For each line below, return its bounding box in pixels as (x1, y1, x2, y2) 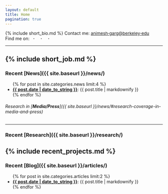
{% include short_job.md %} (5, 54, 96, 63)
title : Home (5, 12, 30, 17)
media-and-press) (5, 108, 43, 114)
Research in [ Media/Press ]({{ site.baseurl (5, 103, 92, 109)
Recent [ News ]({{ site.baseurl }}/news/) (5, 69, 105, 76)
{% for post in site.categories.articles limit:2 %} (12, 173, 110, 179)
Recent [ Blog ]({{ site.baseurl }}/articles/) (5, 162, 107, 169)
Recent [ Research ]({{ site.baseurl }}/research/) (5, 131, 123, 138)
